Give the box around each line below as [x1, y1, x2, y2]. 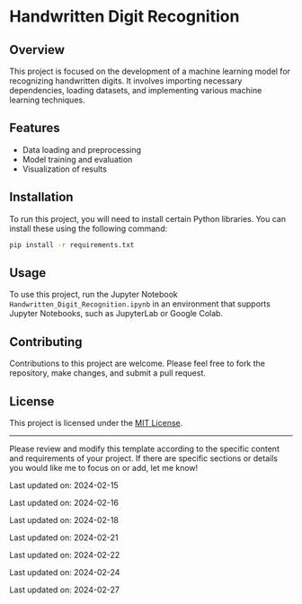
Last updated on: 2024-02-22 [9, 549, 120, 560]
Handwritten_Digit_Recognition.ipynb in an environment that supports [9, 298, 271, 309]
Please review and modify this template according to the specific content [9, 443, 280, 454]
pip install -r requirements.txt [9, 240, 135, 249]
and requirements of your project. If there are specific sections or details [9, 452, 279, 464]
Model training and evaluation [22, 154, 133, 164]
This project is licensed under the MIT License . [9, 417, 183, 428]
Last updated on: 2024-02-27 [9, 584, 120, 595]
